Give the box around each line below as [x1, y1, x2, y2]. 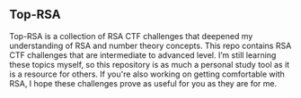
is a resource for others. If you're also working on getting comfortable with [9, 69, 286, 79]
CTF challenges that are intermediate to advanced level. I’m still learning [9, 49, 277, 61]
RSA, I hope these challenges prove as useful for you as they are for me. [9, 78, 277, 88]
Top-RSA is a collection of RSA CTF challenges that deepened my [9, 30, 253, 41]
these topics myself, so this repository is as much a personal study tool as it [9, 59, 290, 69]
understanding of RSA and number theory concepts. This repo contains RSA [9, 40, 292, 51]
